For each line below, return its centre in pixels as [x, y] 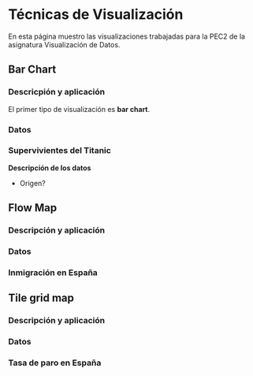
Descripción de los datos [50, 168]
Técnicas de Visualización [96, 15]
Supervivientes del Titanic [60, 151]
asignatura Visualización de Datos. [64, 44]
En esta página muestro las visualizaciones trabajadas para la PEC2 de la [127, 36]
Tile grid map [41, 298]
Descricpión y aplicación [56, 92]
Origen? [32, 183]
